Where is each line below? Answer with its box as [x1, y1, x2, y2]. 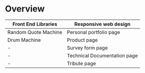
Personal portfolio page [67, 29, 120, 36]
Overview [5, 3, 45, 14]
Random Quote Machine [7, 29, 63, 36]
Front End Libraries [12, 21, 58, 27]
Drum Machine [7, 36, 41, 43]
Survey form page [67, 44, 108, 51]
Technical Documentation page [67, 52, 138, 59]
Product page [67, 36, 98, 43]
